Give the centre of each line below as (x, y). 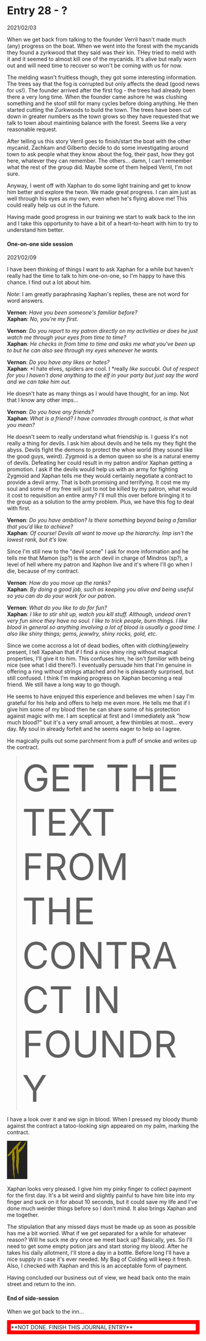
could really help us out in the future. (53, 205)
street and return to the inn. (41, 1284)
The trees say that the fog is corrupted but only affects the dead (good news (103, 84)
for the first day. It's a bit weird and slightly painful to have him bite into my (101, 1195)
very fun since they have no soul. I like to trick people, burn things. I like (97, 621)
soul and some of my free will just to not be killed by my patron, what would (102, 489)
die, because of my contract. (43, 571)
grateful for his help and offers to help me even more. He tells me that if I (98, 703)
